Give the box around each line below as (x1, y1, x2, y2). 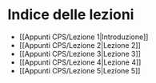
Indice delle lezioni (7, 6, 134, 24)
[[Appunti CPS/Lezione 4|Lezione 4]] (18, 57, 142, 67)
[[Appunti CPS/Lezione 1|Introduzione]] (18, 32, 149, 41)
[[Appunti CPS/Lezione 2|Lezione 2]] (18, 40, 141, 49)
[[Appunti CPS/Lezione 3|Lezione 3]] (18, 49, 142, 58)
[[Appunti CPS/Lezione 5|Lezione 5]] (18, 65, 141, 75)
